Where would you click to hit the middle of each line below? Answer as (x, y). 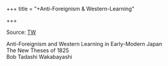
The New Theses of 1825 (38, 50)
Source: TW (21, 32)
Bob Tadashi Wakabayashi (39, 57)
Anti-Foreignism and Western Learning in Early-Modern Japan (84, 44)
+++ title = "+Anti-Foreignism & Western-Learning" (71, 9)
